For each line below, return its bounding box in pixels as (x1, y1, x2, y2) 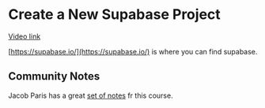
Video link (8, 32, 41, 41)
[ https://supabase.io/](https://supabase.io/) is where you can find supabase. (8, 47, 258, 56)
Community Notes (8, 69, 100, 84)
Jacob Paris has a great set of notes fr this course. (8, 91, 173, 100)
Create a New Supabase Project (8, 6, 221, 24)
